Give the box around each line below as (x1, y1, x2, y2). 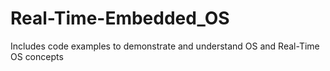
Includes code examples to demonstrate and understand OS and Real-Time (10, 40, 320, 52)
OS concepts (10, 50, 64, 62)
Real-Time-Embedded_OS (10, 7, 230, 30)
